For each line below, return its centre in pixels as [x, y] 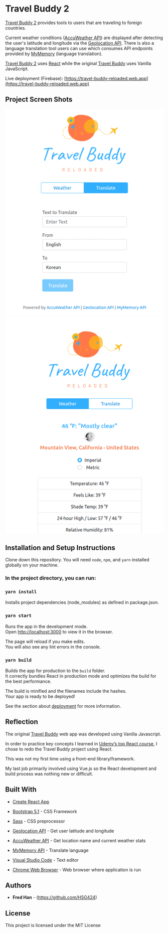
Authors [18, 885]
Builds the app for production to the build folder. [55, 671]
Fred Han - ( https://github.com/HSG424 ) [55, 897]
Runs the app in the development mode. [46, 626]
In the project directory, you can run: [51, 578]
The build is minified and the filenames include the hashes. [66, 691]
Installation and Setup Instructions [60, 548]
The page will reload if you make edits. [45, 641]
